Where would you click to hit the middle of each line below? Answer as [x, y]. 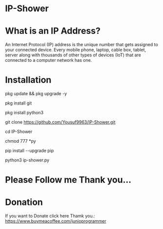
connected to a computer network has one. [49, 60]
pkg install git [19, 103]
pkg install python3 [24, 113]
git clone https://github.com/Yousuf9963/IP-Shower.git [60, 122]
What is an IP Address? [53, 31]
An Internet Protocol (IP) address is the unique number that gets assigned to [82, 45]
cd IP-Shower [19, 132]
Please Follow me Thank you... [68, 180]
